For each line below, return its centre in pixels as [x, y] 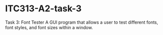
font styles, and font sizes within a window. [49, 27]
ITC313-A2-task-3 [43, 9]
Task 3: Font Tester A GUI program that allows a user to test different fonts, [82, 22]
